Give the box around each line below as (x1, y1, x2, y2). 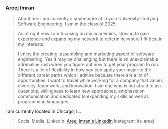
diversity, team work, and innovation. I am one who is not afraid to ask (17, 83, 162, 89)
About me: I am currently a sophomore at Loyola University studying (17, 16, 159, 22)
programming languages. (17, 99, 70, 105)
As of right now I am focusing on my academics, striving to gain (17, 31, 149, 37)
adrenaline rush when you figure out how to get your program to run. (17, 62, 159, 68)
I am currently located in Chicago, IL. (5, 108, 81, 114)
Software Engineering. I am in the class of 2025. (17, 21, 117, 27)
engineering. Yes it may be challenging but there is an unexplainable (17, 56, 159, 62)
